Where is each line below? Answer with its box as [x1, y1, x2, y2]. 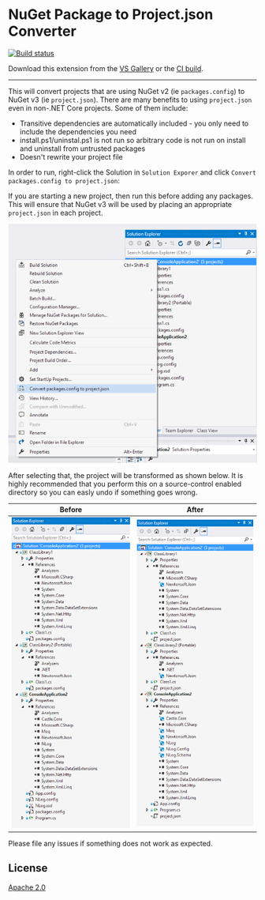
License [8, 861, 48, 875]
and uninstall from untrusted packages [19, 144, 146, 153]
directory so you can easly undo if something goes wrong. [8, 488, 198, 497]
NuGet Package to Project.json [8, 6, 214, 24]
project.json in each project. [8, 208, 103, 217]
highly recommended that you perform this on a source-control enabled [8, 479, 242, 488]
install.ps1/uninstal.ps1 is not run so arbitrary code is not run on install [19, 135, 246, 145]
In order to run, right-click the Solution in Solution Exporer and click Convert [8, 168, 256, 177]
